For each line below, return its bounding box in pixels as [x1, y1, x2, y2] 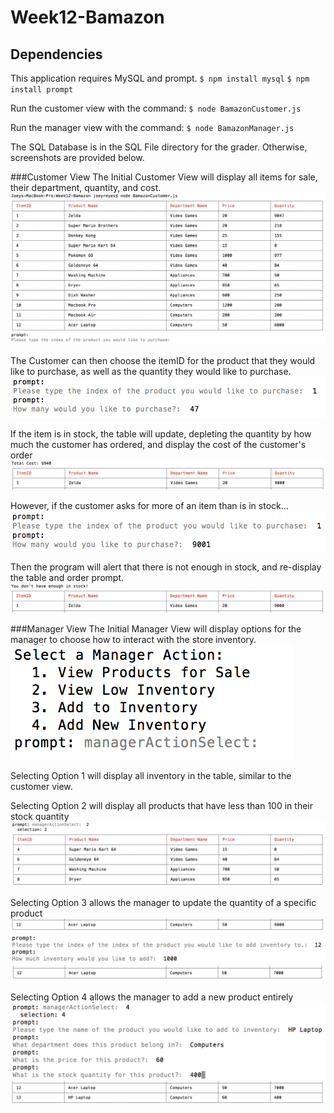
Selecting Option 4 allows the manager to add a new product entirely [10, 991, 294, 1003]
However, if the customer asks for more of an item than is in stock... [10, 500, 289, 512]
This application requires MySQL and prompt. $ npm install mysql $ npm [10, 72, 310, 84]
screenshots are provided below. [10, 152, 145, 163]
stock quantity [10, 811, 70, 823]
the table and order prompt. [10, 571, 125, 583]
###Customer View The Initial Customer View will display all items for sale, [10, 171, 318, 183]
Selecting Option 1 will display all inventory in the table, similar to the [10, 770, 292, 782]
